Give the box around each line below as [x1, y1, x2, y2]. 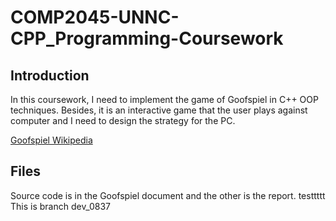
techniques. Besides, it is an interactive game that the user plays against [10, 104, 308, 116]
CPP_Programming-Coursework [10, 27, 284, 50]
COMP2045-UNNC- [10, 6, 180, 29]
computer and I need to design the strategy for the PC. [10, 115, 236, 126]
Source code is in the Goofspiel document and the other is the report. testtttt [10, 189, 326, 201]
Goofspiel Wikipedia [10, 134, 93, 146]
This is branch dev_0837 [10, 200, 111, 212]
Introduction [10, 67, 90, 84]
